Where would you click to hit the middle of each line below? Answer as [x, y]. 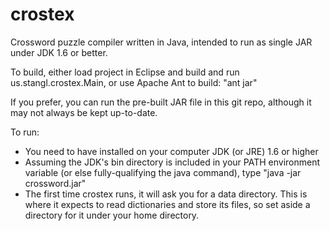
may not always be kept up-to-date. [84, 112]
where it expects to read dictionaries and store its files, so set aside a [167, 204]
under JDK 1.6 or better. [59, 52]
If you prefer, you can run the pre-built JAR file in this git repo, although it [161, 102]
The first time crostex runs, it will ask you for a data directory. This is [166, 194]
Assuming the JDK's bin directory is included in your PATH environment [172, 162]
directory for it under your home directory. [112, 215]
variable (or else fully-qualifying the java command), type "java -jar [163, 172]
